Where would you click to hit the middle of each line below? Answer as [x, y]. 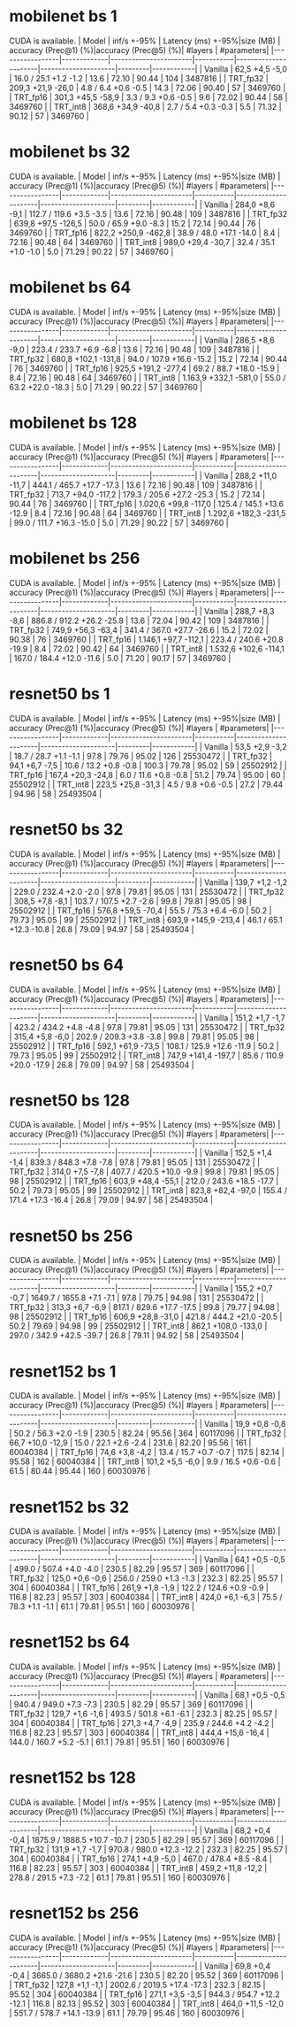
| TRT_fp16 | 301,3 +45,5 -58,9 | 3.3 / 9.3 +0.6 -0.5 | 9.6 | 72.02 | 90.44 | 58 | [148, 97]
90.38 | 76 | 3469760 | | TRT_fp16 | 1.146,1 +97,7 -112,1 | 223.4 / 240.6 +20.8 [147, 639]
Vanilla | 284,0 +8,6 [240, 204]
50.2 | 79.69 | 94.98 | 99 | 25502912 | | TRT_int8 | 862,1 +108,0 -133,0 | [138, 1326]
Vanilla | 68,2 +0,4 [238, 1830]
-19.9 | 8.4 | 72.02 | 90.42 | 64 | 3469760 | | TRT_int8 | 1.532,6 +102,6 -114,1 [147, 649]
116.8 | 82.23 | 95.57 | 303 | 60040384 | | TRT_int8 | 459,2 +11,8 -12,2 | [138, 1869]
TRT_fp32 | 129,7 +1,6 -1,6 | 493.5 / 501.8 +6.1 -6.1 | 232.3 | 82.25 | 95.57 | [144, 1714]
